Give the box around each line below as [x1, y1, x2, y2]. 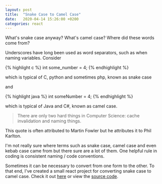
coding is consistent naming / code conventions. [5, 153, 105, 159]
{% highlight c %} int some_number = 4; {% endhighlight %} [5, 65, 129, 71]
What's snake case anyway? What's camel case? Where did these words [5, 35, 155, 41]
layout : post [5, 7, 32, 12]
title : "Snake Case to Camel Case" [5, 12, 81, 17]
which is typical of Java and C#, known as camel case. [5, 103, 118, 109]
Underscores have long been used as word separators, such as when [5, 50, 148, 56]
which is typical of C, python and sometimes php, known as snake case [5, 74, 152, 80]
